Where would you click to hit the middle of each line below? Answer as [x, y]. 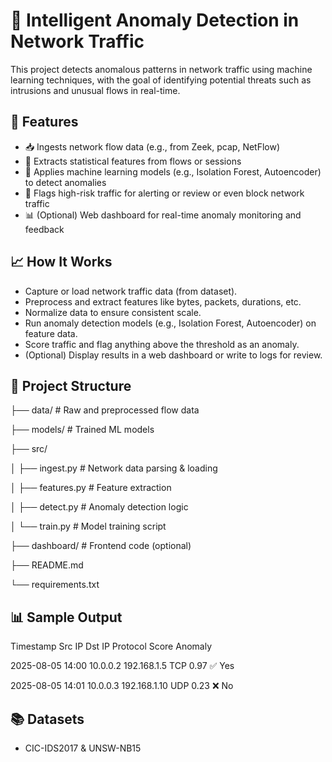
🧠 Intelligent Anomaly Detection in [155, 20]
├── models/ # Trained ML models [82, 430]
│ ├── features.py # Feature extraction [91, 488]
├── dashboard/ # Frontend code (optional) [101, 546]
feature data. [51, 333]
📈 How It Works [61, 262]
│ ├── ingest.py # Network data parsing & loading [114, 468]
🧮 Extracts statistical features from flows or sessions [133, 161]
